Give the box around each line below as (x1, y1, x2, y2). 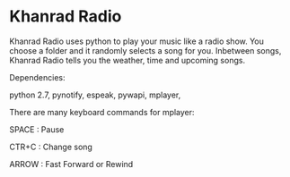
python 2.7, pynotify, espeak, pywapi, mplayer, (9, 89, 181, 100)
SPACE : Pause (9, 123, 65, 135)
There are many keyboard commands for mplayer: (9, 106, 195, 117)
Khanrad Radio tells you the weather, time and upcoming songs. (9, 55, 245, 65)
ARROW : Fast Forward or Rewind (9, 158, 134, 169)
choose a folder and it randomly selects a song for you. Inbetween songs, (9, 45, 282, 55)
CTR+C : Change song (9, 141, 92, 152)
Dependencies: (9, 72, 66, 82)
